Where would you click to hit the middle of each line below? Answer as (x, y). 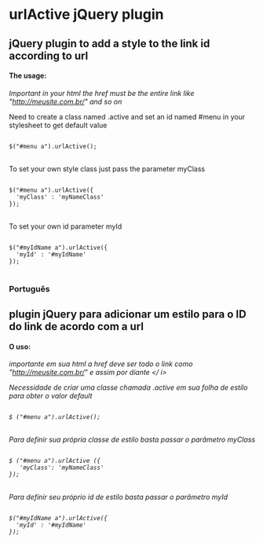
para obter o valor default (51, 396)
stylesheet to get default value (58, 125)
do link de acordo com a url (77, 327)
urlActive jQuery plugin (86, 15)
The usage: (28, 75)
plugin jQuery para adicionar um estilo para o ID (128, 315)
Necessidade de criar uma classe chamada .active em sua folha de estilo (128, 387)
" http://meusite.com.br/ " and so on (66, 101)
